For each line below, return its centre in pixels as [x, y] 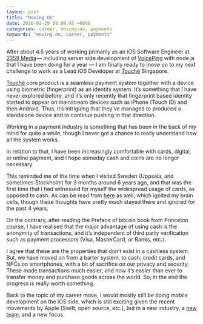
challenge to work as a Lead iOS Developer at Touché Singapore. [88, 71]
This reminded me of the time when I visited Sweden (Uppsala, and [90, 176]
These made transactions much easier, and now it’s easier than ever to [95, 271]
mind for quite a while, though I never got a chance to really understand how [101, 133]
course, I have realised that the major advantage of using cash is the [92, 227]
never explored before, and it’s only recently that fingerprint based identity [99, 96]
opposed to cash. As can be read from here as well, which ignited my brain [100, 195]
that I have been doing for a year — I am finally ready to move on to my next [101, 65]
